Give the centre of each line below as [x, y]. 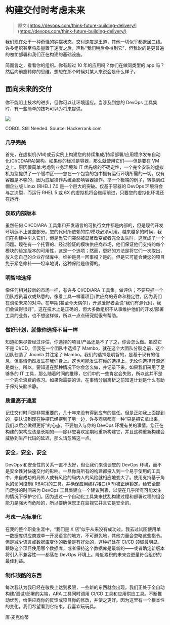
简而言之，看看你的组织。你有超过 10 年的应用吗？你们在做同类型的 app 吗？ [85, 65]
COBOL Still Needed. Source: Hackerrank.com [54, 128]
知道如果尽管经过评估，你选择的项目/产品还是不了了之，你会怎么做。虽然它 [84, 341]
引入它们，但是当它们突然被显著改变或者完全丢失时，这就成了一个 [96, 238]
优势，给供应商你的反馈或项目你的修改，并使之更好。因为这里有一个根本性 [87, 600]
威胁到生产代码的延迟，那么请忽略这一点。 [50, 438]
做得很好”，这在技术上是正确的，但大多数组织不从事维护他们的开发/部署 [89, 309]
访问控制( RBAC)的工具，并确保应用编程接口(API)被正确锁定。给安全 [85, 484]
